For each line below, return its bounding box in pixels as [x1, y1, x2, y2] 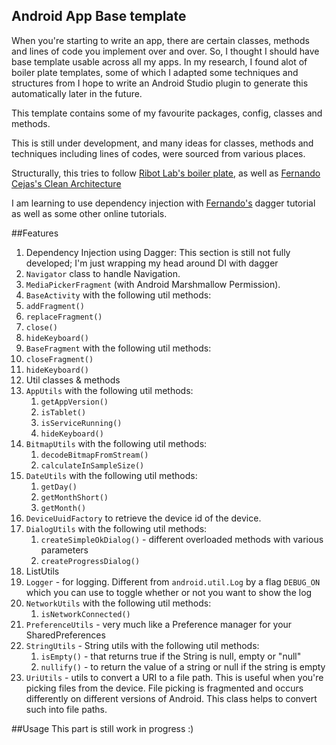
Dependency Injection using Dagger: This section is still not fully [25, 246, 291, 258]
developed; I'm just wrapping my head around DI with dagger [25, 257, 279, 269]
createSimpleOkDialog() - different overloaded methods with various [40, 533, 324, 545]
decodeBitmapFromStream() [40, 450, 149, 460]
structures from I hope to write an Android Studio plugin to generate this [11, 77, 309, 89]
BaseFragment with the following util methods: [25, 342, 212, 354]
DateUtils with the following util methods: [25, 469, 198, 481]
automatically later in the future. [11, 87, 143, 99]
